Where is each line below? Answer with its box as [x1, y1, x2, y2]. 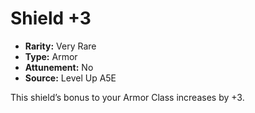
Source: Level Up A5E [24, 72, 117, 84]
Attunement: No [24, 61, 94, 73]
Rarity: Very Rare [24, 40, 97, 52]
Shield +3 [10, 7, 92, 30]
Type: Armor [24, 50, 78, 62]
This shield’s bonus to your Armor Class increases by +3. [10, 91, 245, 103]
